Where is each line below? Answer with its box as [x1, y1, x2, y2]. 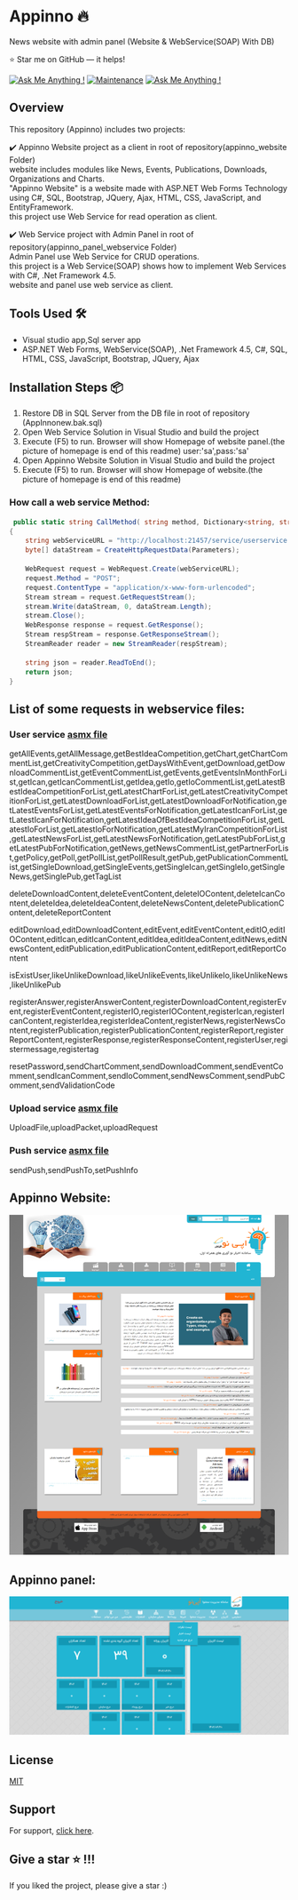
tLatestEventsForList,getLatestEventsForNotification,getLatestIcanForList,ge [9, 805, 288, 816]
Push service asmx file [9, 1145, 109, 1157]
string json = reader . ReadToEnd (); [25, 658, 157, 667]
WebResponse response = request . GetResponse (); [25, 620, 204, 630]
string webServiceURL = [25, 536, 114, 546]
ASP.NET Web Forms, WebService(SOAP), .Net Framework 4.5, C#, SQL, [21, 344, 288, 355]
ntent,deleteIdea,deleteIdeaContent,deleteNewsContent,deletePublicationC [9, 898, 285, 908]
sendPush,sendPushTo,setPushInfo [9, 1164, 139, 1175]
